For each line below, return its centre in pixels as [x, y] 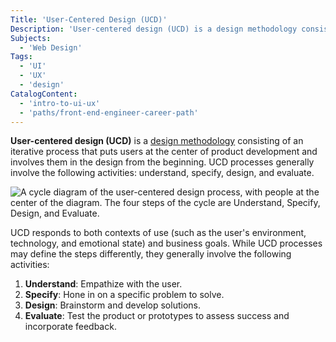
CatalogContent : [44, 94]
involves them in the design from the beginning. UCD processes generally [162, 162]
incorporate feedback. [70, 327]
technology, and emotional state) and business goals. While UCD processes [166, 243]
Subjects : [31, 38]
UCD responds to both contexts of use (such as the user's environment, [158, 233]
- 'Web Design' [51, 47]
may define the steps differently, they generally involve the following [151, 254]
